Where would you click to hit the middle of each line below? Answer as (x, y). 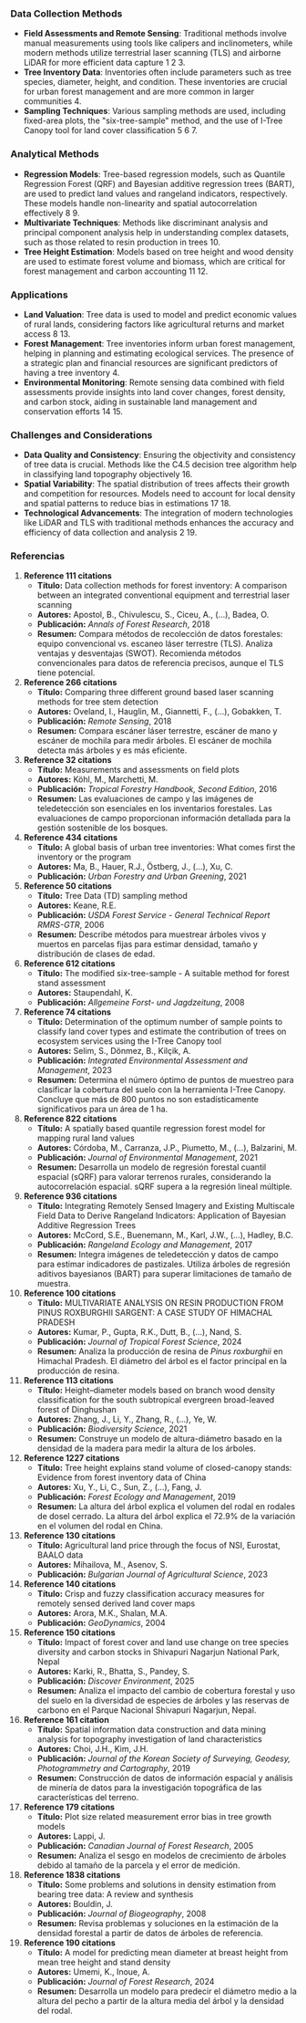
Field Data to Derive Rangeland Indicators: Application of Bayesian (161, 1215)
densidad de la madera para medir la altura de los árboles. (147, 1448)
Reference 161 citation (66, 1720)
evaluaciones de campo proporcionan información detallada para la (163, 819)
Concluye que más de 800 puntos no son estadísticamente (148, 1100)
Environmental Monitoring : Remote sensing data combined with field (154, 382)
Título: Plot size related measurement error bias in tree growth (154, 1817)
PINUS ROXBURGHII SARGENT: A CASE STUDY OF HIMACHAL (155, 1313)
